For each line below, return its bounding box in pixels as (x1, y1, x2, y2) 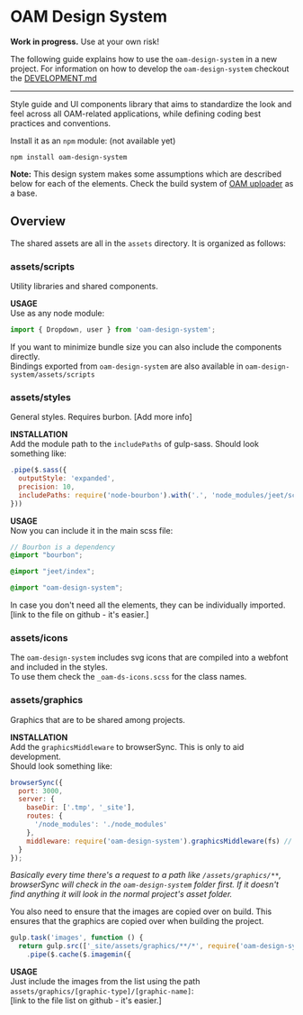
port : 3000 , (18, 786, 64, 795)
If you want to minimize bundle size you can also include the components (10, 341, 282, 352)
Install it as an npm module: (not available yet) (10, 135, 176, 146)
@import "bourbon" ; (10, 551, 84, 560)
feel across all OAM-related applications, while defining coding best (10, 108, 262, 119)
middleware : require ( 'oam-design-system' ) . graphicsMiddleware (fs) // (26, 837, 293, 846)
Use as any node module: (10, 308, 105, 319)
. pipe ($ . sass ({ (10, 466, 67, 475)
